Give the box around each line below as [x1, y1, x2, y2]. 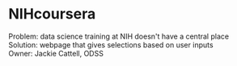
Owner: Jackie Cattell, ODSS [8, 48, 104, 58]
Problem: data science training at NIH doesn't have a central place [8, 31, 229, 41]
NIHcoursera [8, 5, 96, 23]
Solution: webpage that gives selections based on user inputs [8, 39, 214, 49]
